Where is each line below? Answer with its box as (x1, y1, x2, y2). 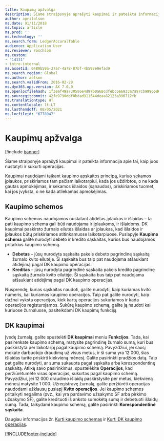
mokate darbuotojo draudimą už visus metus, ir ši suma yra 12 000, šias (5, 350, 149, 356)
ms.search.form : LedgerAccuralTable (5, 39, 80, 44)
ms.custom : (5, 52, 27, 58)
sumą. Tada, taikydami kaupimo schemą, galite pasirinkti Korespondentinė (5, 401, 156, 408)
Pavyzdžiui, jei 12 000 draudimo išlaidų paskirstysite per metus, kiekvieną (5, 376, 153, 381)
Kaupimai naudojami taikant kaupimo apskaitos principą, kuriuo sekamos (5, 173, 151, 179)
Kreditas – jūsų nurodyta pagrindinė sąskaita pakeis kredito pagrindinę (12, 267, 155, 273)
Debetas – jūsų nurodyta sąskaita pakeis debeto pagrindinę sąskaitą (12, 251, 150, 257)
